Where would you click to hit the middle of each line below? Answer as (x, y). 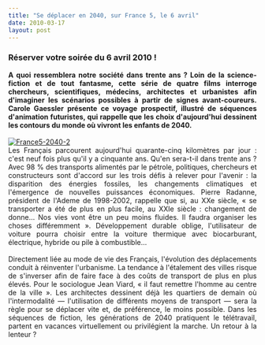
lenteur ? (22, 334)
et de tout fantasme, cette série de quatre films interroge (146, 83)
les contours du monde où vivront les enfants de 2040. (100, 125)
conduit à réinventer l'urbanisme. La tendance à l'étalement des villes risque (132, 267)
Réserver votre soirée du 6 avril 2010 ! (82, 57)
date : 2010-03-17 (37, 23)
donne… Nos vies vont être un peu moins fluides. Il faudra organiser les (132, 217)
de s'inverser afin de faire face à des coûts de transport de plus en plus (132, 276)
